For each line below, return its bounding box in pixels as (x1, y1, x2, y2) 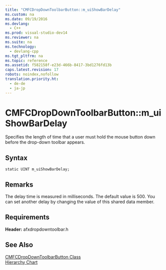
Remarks (5, 180, 34, 189)
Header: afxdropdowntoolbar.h (5, 226, 68, 232)
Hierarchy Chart (5, 259, 38, 265)
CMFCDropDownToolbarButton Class (5, 254, 81, 260)
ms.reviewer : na (5, 35, 39, 40)
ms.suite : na (5, 40, 32, 45)
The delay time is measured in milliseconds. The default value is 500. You (5, 194, 155, 200)
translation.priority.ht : (5, 76, 58, 81)
